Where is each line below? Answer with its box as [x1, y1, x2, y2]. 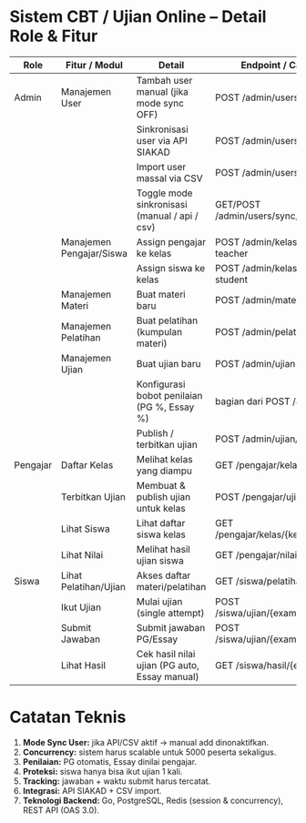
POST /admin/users [215, 91, 299, 104]
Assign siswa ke [136, 261, 206, 274]
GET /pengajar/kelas [215, 458, 302, 471]
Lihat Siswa [60, 522, 111, 534]
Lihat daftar [136, 516, 186, 529]
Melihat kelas [136, 452, 193, 465]
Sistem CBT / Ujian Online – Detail [9, 6, 267, 27]
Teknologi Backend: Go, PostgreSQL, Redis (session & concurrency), [22, 795, 284, 806]
